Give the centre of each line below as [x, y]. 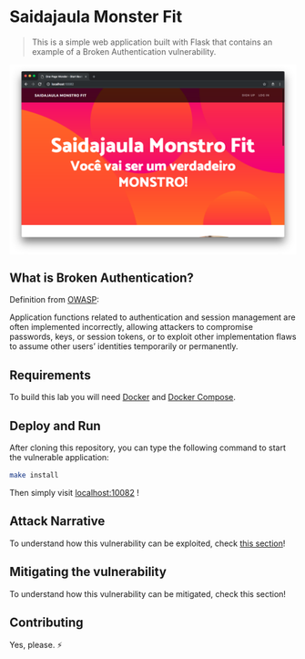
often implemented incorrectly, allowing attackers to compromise [131, 327]
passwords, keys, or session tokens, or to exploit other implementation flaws [153, 337]
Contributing [46, 622]
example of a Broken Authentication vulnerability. [124, 51]
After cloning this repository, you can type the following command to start [148, 448]
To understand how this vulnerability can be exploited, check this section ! [147, 543]
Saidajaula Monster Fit [96, 17]
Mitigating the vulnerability [88, 572]
